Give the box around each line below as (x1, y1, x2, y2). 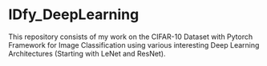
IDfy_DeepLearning (8, 6, 140, 24)
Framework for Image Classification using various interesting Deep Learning (8, 40, 260, 49)
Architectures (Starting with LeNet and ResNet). (8, 49, 166, 58)
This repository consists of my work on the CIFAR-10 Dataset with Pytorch (8, 32, 253, 41)
